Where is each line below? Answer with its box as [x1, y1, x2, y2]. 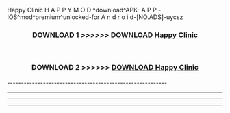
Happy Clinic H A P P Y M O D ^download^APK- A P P [7, 6, 157, 14]
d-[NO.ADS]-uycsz [129, 13, 183, 21]
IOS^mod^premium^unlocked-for [7, 13, 100, 21]
